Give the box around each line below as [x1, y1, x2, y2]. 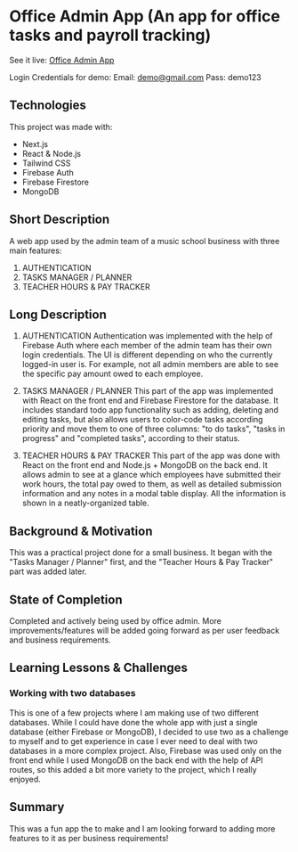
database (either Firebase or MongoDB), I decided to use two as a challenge [9, 726, 289, 737]
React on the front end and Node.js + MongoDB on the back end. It [21, 460, 269, 471]
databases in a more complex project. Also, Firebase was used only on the [9, 745, 282, 756]
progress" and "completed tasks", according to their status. [21, 433, 240, 444]
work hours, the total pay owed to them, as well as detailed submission [21, 479, 282, 489]
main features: [9, 245, 62, 256]
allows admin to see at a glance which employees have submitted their [21, 470, 282, 480]
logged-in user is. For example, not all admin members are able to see [21, 359, 278, 370]
